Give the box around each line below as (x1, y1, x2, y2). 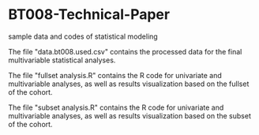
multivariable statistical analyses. (8, 55, 116, 65)
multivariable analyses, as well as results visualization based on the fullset (8, 79, 250, 88)
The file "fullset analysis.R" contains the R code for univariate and (8, 70, 223, 80)
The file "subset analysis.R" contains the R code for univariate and (8, 103, 224, 112)
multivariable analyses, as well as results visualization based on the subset (8, 111, 251, 120)
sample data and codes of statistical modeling (8, 32, 158, 41)
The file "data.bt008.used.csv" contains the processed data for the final (8, 47, 242, 56)
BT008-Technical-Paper (8, 6, 171, 24)
